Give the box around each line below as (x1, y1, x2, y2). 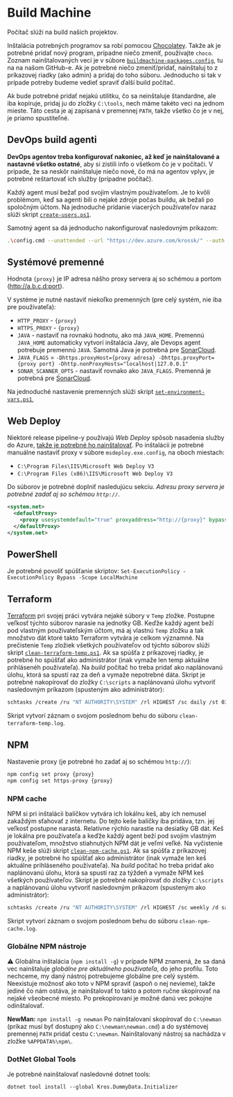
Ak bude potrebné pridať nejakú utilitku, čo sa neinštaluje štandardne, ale (7, 92, 216, 100)
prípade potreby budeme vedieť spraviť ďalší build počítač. (7, 78, 175, 86)
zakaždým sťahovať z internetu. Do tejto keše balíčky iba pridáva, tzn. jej (7, 816, 215, 825)
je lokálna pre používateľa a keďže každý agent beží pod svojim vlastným (7, 832, 216, 840)
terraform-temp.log (7, 720, 64, 727)
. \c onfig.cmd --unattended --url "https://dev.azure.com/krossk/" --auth (7, 237, 225, 244)
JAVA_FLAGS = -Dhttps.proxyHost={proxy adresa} (17, 353, 156, 362)
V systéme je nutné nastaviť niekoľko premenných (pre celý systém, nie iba (7, 295, 222, 304)
